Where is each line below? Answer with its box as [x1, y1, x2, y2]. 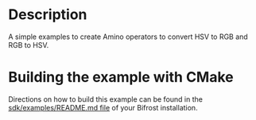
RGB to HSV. [8, 40, 49, 49]
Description [8, 6, 87, 24]
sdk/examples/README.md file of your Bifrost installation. [8, 103, 198, 112]
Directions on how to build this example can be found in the [8, 94, 203, 104]
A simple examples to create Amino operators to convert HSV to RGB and [8, 32, 248, 41]
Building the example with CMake [8, 68, 234, 87]
